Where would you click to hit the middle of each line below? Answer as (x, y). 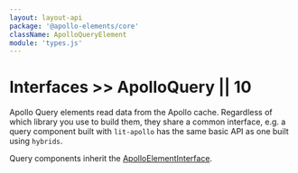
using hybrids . (36, 141)
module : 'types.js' (46, 43)
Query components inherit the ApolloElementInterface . (111, 159)
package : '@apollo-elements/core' (74, 26)
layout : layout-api (46, 18)
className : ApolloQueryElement (68, 34)
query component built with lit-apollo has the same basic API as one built (149, 132)
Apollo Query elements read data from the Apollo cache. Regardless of (141, 113)
